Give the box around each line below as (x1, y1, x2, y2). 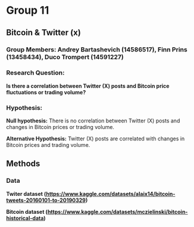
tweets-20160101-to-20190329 (6, 197, 86, 204)
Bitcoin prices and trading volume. (6, 142, 90, 149)
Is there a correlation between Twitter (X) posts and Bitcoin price (6, 82, 170, 90)
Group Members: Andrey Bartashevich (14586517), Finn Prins (6, 45, 187, 54)
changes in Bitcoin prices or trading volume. (6, 124, 115, 131)
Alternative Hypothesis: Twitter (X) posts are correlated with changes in (6, 135, 185, 142)
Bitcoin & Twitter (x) (6, 27, 82, 38)
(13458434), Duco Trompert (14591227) (6, 53, 124, 61)
